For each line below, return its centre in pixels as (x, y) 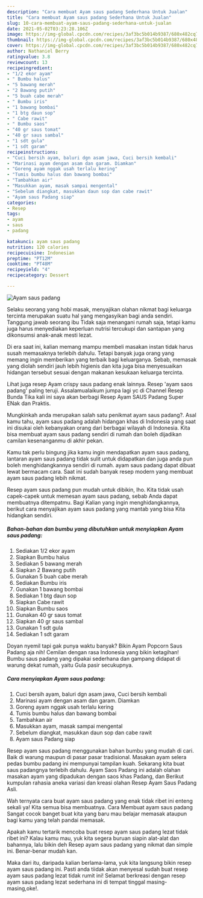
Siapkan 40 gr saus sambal (49, 621)
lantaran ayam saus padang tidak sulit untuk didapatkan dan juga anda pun (100, 459)
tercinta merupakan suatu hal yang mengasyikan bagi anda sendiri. (90, 316)
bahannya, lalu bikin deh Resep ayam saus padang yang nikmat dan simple (100, 844)
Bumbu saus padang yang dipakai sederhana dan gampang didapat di (94, 658)
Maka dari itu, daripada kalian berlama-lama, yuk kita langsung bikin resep (99, 862)
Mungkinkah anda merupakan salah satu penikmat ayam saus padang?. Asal (101, 415)
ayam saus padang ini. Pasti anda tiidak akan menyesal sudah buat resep (98, 869)
